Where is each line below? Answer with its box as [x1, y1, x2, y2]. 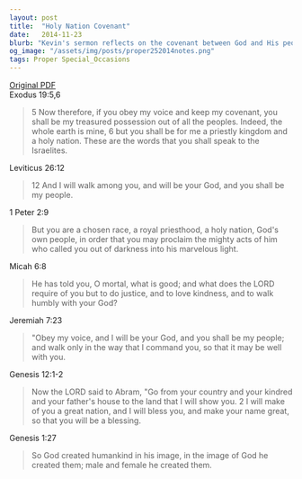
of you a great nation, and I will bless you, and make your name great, [31, 406, 289, 416]
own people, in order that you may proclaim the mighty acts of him [31, 234, 279, 244]
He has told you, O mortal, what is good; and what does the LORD [31, 278, 275, 289]
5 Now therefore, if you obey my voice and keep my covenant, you [31, 107, 279, 117]
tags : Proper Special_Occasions [9, 55, 130, 64]
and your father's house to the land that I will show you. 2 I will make [31, 396, 286, 406]
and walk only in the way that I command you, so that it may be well [31, 342, 282, 352]
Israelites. [31, 145, 68, 156]
